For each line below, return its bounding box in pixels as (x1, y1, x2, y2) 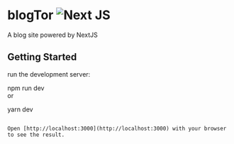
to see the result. (7, 131, 65, 138)
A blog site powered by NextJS (7, 31, 98, 39)
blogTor (7, 7, 54, 23)
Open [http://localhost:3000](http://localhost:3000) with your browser (7, 125, 227, 132)
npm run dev (7, 84, 45, 92)
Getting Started (7, 51, 77, 63)
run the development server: (7, 70, 91, 78)
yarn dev (7, 105, 33, 113)
